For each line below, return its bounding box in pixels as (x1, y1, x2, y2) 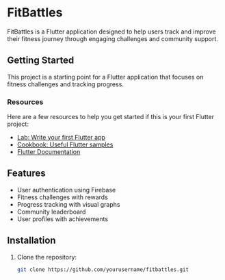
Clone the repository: (16, 253, 77, 261)
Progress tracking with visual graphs (16, 200, 120, 208)
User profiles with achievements (16, 214, 108, 223)
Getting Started (7, 55, 75, 66)
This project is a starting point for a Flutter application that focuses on (7, 73, 204, 81)
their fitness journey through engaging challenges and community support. (7, 34, 219, 42)
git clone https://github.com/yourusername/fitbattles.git (16, 266, 189, 273)
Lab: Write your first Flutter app (16, 133, 106, 142)
